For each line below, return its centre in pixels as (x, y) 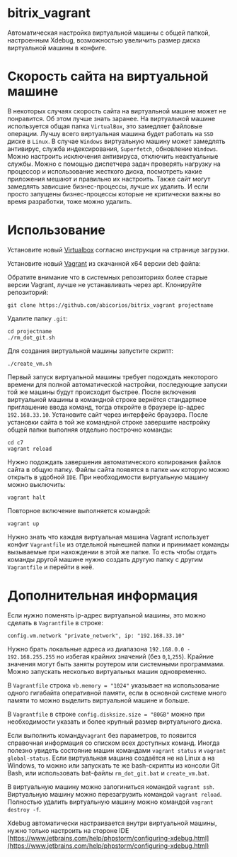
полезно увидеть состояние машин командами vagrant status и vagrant (117, 750)
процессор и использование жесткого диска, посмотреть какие (105, 171)
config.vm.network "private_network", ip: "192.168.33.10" (96, 636)
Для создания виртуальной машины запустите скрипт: (91, 351)
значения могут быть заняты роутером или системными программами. (116, 663)
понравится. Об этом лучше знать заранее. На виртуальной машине (111, 118)
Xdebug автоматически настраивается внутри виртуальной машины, (112, 823)
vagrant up (23, 523)
